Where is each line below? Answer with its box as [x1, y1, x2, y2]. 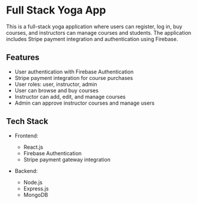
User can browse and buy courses [14, 86, 99, 94]
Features [6, 52, 40, 62]
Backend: [14, 167, 38, 174]
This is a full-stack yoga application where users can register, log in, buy [6, 23, 183, 30]
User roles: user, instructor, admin [14, 81, 97, 88]
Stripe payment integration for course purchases [14, 74, 133, 81]
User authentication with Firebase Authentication [14, 68, 134, 75]
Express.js [23, 185, 49, 192]
